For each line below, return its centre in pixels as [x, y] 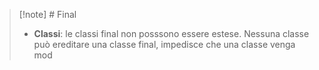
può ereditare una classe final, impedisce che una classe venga [164, 44]
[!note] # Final [47, 14]
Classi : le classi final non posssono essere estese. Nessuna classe [171, 33]
